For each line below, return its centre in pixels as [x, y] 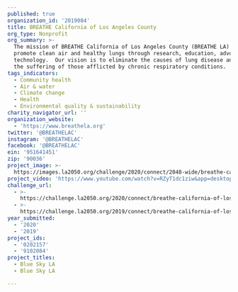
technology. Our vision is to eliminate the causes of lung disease [118, 60]
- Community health [42, 80]
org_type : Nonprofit [38, 34]
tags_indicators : [33, 73]
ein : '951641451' [33, 152]
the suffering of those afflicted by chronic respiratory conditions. [120, 67]
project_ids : [27, 238]
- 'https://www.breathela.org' [60, 126]
